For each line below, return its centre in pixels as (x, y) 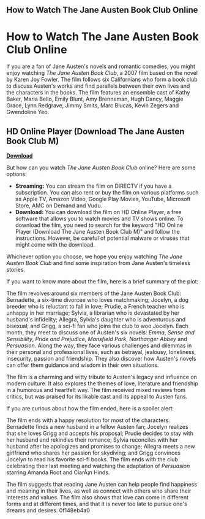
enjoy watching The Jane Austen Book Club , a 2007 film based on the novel (102, 73)
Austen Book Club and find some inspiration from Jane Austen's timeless (99, 263)
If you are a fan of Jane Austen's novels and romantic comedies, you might (101, 66)
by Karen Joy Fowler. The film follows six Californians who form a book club (102, 80)
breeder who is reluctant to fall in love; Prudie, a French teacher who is (95, 307)
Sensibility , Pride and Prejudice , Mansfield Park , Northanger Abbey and (97, 339)
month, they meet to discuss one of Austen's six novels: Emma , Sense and (100, 333)
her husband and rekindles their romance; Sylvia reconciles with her (92, 440)
